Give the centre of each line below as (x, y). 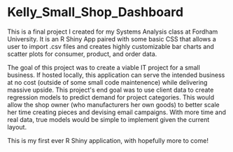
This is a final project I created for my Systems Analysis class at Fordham (113, 32)
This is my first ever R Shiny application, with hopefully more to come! (108, 140)
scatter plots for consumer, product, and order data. (82, 54)
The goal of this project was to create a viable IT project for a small (104, 67)
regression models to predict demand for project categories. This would (111, 97)
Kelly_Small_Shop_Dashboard (96, 12)
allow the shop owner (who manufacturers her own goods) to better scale (113, 104)
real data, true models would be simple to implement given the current (108, 119)
